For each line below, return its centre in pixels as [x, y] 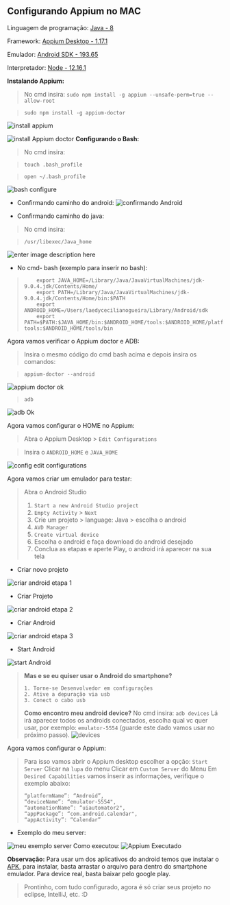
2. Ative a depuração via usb [67, 694]
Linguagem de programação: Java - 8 [61, 27]
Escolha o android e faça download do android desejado [114, 542]
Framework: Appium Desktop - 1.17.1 [57, 41]
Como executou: [96, 845]
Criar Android [36, 623]
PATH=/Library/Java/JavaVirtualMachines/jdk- [124, 292]
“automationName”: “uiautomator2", [75, 808]
